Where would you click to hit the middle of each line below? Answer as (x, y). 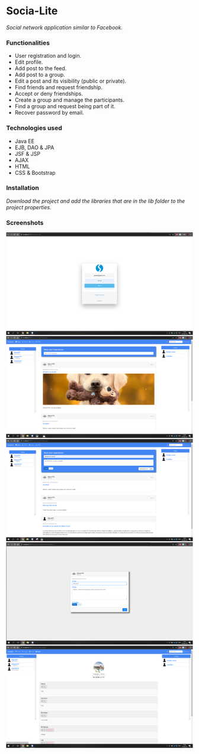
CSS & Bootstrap (35, 172)
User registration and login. (48, 56)
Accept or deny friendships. (49, 94)
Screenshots (25, 222)
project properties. (29, 207)
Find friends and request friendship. (58, 87)
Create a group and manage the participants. (70, 100)
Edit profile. (29, 62)
